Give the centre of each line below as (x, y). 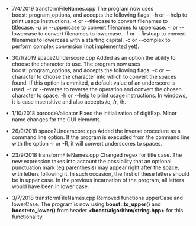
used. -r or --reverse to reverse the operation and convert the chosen (97, 89)
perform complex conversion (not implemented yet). (75, 46)
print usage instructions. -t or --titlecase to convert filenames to (90, 21)
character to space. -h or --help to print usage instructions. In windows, (99, 95)
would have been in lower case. (50, 186)
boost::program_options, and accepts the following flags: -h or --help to (99, 15)
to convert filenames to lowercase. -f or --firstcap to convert (112, 34)
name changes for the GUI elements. (57, 120)
